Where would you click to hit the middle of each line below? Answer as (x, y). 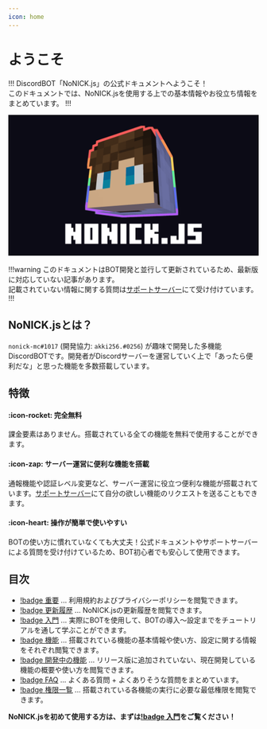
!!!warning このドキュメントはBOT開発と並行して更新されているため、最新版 (133, 270)
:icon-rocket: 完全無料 (45, 415)
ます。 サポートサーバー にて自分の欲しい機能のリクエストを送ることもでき (136, 493)
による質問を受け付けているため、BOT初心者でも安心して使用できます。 (126, 552)
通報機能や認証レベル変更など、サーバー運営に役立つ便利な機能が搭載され (130, 483)
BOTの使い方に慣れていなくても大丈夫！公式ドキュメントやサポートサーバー (133, 542)
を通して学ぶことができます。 (82, 630)
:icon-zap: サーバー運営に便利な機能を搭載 (79, 464)
